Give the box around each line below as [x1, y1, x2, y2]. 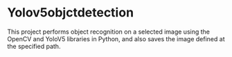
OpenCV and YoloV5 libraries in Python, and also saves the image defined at [7, 34, 225, 43]
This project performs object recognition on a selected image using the [7, 27, 210, 36]
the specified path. [7, 42, 61, 50]
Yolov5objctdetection [7, 5, 134, 21]
